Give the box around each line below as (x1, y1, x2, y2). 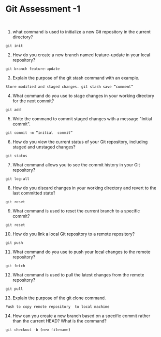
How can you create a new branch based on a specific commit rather (12, 313, 150, 319)
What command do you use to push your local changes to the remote (12, 249, 151, 255)
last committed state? (12, 190, 56, 196)
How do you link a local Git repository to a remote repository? (12, 231, 135, 237)
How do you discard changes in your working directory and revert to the (12, 185, 157, 191)
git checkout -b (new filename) (5, 327, 71, 332)
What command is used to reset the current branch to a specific (12, 208, 140, 214)
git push (5, 240, 23, 245)
